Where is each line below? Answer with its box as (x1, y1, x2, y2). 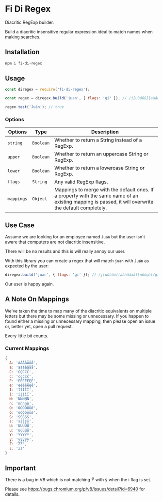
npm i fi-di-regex (5, 61, 42, 66)
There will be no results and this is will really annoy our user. (5, 249, 126, 254)
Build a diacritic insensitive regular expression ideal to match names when (5, 29, 153, 34)
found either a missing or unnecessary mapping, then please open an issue (5, 318, 156, 324)
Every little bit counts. (5, 333, 49, 339)
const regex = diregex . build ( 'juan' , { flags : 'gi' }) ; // (5, 96, 127, 101)
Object (32, 196, 48, 202)
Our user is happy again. (5, 281, 54, 287)
